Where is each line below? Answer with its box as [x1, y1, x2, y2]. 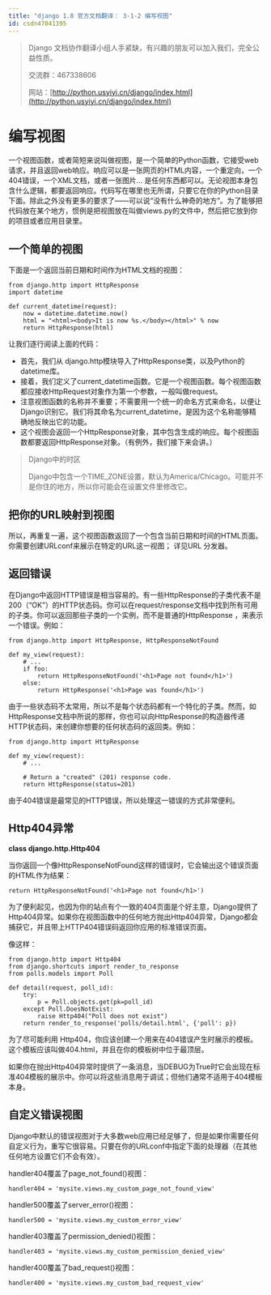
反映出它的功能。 [34, 417, 91, 427]
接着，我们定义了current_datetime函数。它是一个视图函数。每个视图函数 [19, 377, 261, 386]
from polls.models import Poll [8, 969, 114, 978]
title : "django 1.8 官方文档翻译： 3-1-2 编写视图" [8, 11, 173, 20]
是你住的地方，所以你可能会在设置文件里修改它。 [28, 482, 192, 492]
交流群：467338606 [28, 70, 97, 79]
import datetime [8, 288, 63, 296]
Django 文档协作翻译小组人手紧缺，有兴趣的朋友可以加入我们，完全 [28, 42, 253, 53]
